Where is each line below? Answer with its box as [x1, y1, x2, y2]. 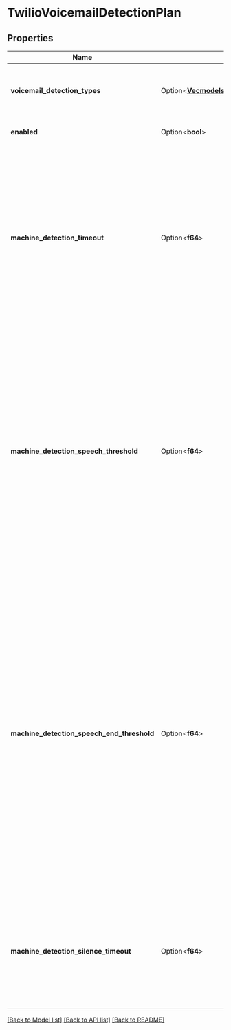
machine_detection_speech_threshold [10, 446, 139, 456]
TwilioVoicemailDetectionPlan [7, 5, 181, 21]
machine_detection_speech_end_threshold [10, 728, 155, 738]
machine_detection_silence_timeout [10, 947, 132, 956]
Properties [7, 32, 54, 44]
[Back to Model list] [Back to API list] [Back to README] [7, 1016, 165, 1024]
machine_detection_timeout [10, 233, 104, 242]
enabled [10, 127, 38, 136]
